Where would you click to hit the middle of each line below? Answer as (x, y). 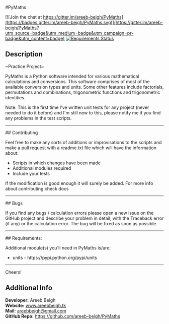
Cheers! (13, 272)
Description (24, 54)
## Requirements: (24, 238)
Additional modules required (42, 168)
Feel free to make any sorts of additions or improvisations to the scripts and (83, 142)
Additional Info (29, 288)
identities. (15, 97)
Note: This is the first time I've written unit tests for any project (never (77, 107)
